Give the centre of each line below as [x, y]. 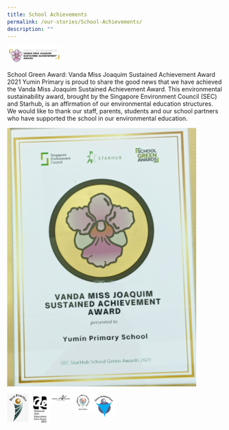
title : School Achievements [47, 14]
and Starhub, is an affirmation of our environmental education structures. [110, 104]
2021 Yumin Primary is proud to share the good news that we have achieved [114, 82]
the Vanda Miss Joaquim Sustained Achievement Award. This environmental [115, 89]
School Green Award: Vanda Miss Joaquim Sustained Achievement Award [111, 75]
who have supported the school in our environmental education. [98, 118]
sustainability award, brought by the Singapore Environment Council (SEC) [112, 97]
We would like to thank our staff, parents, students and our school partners [113, 111]
